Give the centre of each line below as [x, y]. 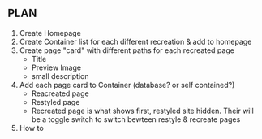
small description [60, 76]
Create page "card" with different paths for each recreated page [127, 50]
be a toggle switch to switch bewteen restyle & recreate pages [136, 119]
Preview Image [56, 67]
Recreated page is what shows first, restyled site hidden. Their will [143, 111]
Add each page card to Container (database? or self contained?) [127, 85]
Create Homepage [50, 33]
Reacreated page [60, 93]
